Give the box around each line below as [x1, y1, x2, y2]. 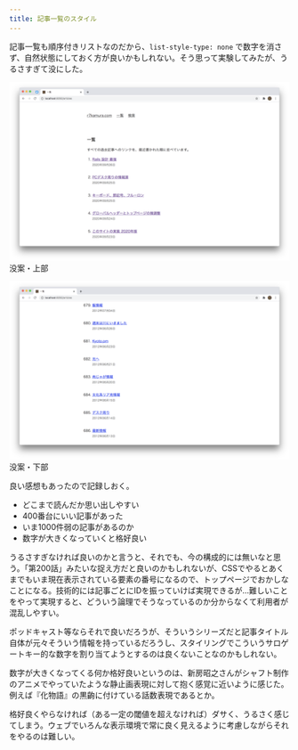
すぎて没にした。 [24, 63, 87, 74]
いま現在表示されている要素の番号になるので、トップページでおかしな [32, 575, 289, 585]
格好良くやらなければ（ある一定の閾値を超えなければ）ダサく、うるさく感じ [9, 709, 290, 720]
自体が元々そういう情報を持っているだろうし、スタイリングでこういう [9, 638, 266, 648]
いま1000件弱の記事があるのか [21, 522, 134, 533]
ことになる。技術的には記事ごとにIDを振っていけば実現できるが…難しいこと [9, 585, 288, 596]
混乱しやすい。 [9, 607, 64, 618]
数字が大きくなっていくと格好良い [21, 533, 148, 543]
